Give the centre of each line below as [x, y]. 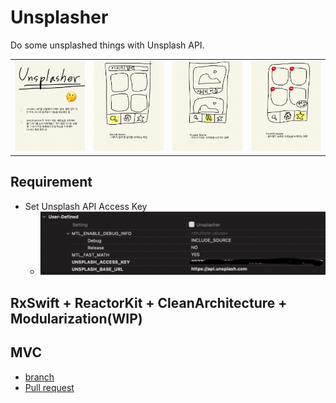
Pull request [49, 387]
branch [39, 377]
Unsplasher [59, 17]
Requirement [51, 182]
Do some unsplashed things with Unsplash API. [107, 45]
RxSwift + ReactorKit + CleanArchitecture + [149, 302]
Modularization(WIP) [76, 318]
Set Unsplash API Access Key [86, 206]
